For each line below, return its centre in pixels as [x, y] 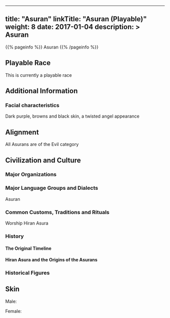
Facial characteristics [32, 105]
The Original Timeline [28, 248]
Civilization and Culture [43, 160]
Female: [13, 311]
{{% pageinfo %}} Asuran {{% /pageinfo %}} [52, 47]
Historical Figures [28, 273]
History [15, 236]
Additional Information [41, 91]
